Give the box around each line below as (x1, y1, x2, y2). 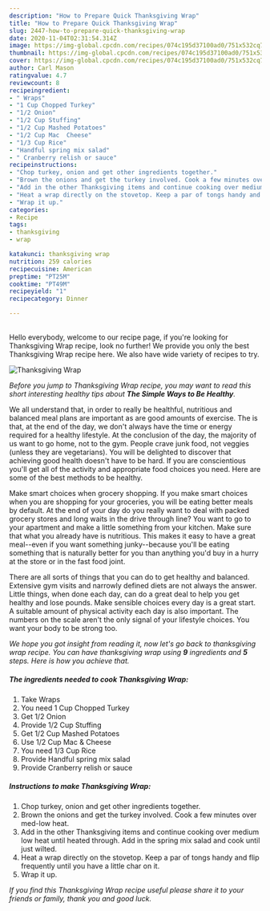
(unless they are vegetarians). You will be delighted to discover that (9, 447, 232, 457)
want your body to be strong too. (9, 624, 118, 632)
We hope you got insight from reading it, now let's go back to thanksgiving (9, 639, 256, 649)
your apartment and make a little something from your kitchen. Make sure (9, 523, 252, 532)
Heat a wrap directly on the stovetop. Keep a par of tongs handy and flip (20, 852, 260, 862)
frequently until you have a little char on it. (20, 860, 160, 871)
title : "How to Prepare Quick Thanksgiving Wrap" (9, 19, 179, 27)
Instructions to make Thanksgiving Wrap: (9, 781, 151, 791)
